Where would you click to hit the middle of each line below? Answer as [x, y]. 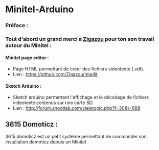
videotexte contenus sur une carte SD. [53, 103]
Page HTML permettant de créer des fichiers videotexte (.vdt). [78, 69]
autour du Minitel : [29, 45]
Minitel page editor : [27, 58]
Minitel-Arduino [40, 9]
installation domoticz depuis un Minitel [46, 142]
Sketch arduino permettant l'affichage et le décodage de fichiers [81, 97]
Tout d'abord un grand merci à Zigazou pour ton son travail [80, 39]
